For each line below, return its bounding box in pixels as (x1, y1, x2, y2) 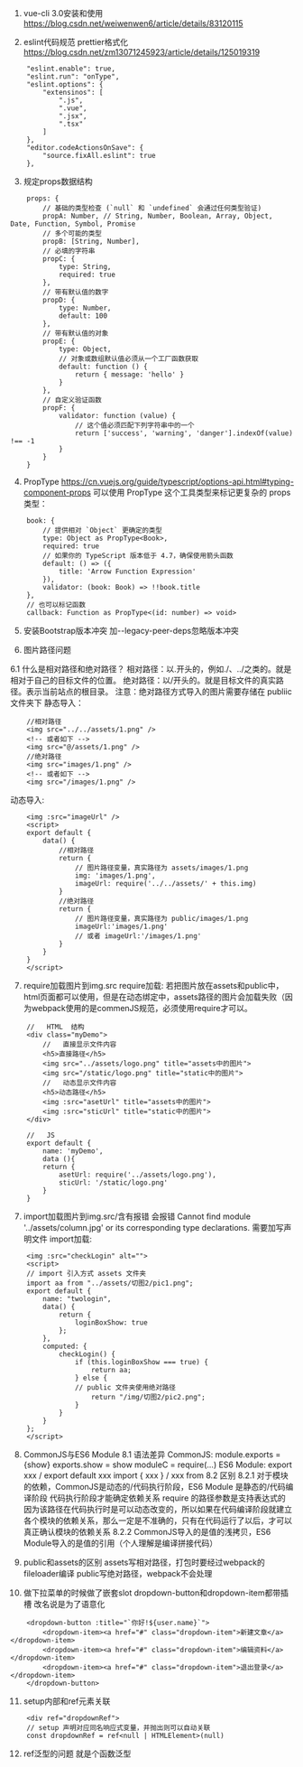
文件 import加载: (31, 1233, 93, 1244)
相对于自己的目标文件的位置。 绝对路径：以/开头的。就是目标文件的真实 (10, 675, 276, 685)
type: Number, (58, 303, 112, 312)
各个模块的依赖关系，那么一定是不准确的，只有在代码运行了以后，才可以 (23, 1515, 292, 1526)
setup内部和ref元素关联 (23, 1696, 111, 1707)
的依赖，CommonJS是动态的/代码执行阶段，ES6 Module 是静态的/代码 (23, 1482, 287, 1492)
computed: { (42, 1342, 88, 1351)
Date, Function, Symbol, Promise (10, 219, 136, 228)
